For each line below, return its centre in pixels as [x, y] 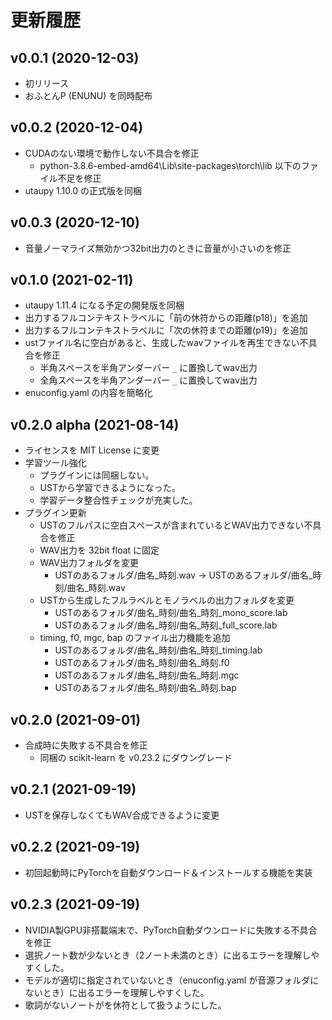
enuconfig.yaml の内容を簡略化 [88, 393]
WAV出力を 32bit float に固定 [99, 550]
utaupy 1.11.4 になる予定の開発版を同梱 [104, 305]
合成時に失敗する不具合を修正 [86, 745]
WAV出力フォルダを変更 [89, 563]
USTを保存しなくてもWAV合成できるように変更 [122, 815]
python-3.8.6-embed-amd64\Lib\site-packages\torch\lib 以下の [170, 165]
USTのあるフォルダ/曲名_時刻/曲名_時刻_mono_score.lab [171, 613]
